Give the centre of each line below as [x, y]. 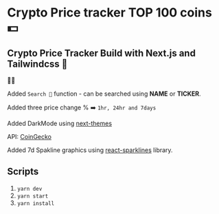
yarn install [36, 203]
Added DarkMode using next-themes [59, 123]
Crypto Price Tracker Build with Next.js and [101, 53]
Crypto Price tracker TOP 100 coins [110, 13]
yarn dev [30, 189]
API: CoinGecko [29, 137]
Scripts [23, 172]
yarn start [33, 196]
